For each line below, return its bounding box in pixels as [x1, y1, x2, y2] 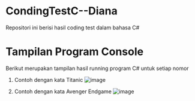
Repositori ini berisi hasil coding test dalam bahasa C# [5, 24, 140, 31]
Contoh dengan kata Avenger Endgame [14, 88, 112, 95]
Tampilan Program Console [5, 45, 144, 59]
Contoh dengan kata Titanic [14, 76, 83, 83]
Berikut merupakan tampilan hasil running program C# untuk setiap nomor [5, 65, 190, 72]
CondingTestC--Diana [5, 4, 118, 18]
